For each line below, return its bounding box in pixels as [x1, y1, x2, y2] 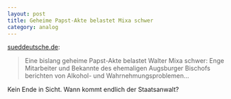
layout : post [7, 10, 46, 18]
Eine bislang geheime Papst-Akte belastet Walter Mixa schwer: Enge [24, 57, 225, 65]
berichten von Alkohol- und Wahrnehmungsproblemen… [24, 71, 190, 80]
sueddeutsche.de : [7, 43, 60, 52]
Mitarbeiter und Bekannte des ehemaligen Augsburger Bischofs [24, 64, 210, 73]
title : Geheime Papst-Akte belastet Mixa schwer [7, 17, 154, 24]
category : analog [7, 23, 59, 30]
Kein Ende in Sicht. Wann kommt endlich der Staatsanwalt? [7, 86, 179, 94]
